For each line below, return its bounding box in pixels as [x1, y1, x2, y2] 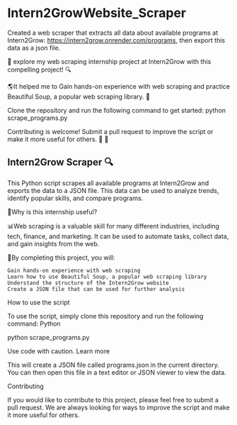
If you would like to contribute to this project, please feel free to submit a [7, 395, 219, 404]
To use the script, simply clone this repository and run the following [7, 311, 204, 320]
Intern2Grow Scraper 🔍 [7, 156, 114, 168]
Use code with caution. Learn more [7, 346, 110, 355]
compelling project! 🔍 [7, 65, 71, 74]
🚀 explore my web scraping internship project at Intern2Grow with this [7, 57, 212, 65]
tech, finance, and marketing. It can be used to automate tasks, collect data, [7, 232, 229, 241]
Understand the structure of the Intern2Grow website [7, 279, 170, 287]
